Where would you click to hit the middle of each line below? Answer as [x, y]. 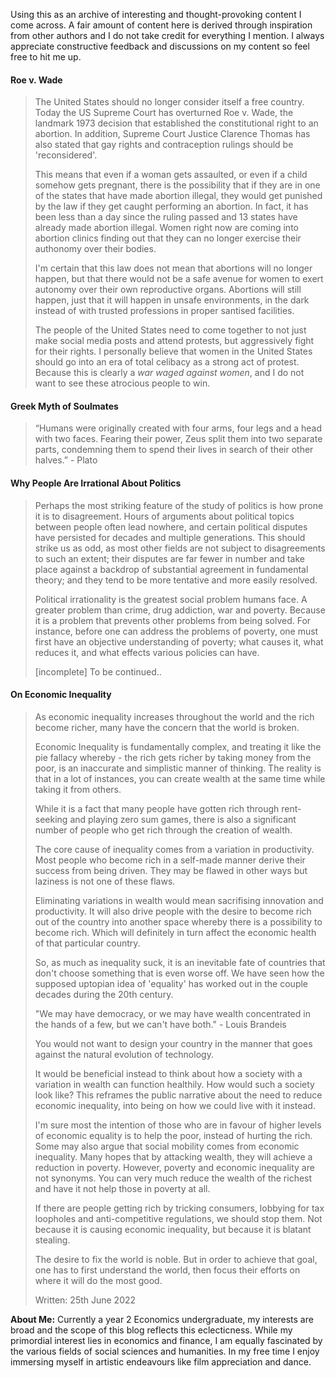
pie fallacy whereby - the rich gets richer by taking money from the [173, 757]
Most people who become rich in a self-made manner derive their [170, 860]
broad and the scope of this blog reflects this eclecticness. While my [151, 1330]
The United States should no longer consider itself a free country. [169, 102]
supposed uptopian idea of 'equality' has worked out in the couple [171, 983]
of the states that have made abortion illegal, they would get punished [178, 196]
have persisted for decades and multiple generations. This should [170, 537]
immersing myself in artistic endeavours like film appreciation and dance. [161, 1361]
